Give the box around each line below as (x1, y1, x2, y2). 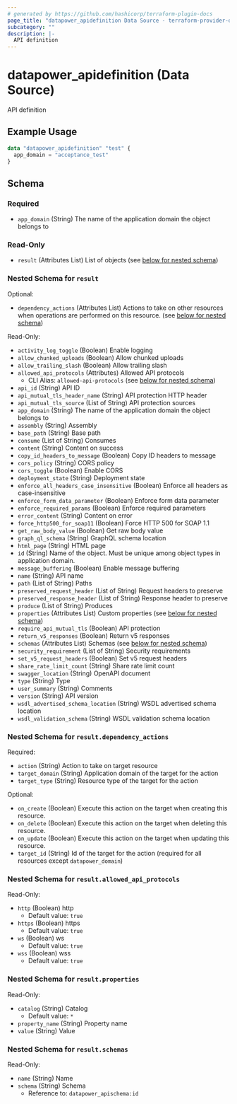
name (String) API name (17, 571, 84, 580)
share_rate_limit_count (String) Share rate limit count (17, 661, 175, 670)
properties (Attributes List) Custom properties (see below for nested (17, 609, 217, 617)
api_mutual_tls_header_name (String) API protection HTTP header (17, 390, 207, 400)
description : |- (7, 30, 55, 37)
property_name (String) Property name (17, 1019, 128, 1028)
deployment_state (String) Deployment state (17, 473, 145, 482)
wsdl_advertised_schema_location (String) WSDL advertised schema (17, 699, 217, 707)
